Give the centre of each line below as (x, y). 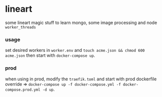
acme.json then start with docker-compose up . (50, 55)
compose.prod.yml (23, 90)
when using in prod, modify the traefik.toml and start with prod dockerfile (81, 79)
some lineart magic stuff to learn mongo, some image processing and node (81, 23)
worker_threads (21, 27)
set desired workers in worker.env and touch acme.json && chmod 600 (75, 50)
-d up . (49, 89)
